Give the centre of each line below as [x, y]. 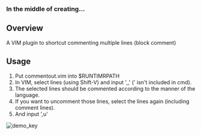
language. [27, 95]
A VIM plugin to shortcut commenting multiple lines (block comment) [91, 42]
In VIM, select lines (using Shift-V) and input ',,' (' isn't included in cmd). [103, 82]
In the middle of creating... [46, 9]
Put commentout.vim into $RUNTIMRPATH [67, 76]
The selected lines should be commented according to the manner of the [105, 88]
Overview [25, 28]
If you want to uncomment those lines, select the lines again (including [102, 101]
